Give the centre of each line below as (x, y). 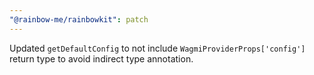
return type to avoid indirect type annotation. (101, 58)
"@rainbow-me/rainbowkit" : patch (79, 19)
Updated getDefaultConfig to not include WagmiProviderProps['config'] (157, 48)
